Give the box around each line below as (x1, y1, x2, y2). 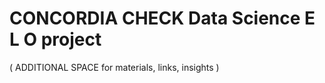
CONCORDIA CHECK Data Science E (9, 7, 316, 30)
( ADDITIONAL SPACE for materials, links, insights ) (9, 61, 220, 73)
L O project (9, 28, 102, 51)
